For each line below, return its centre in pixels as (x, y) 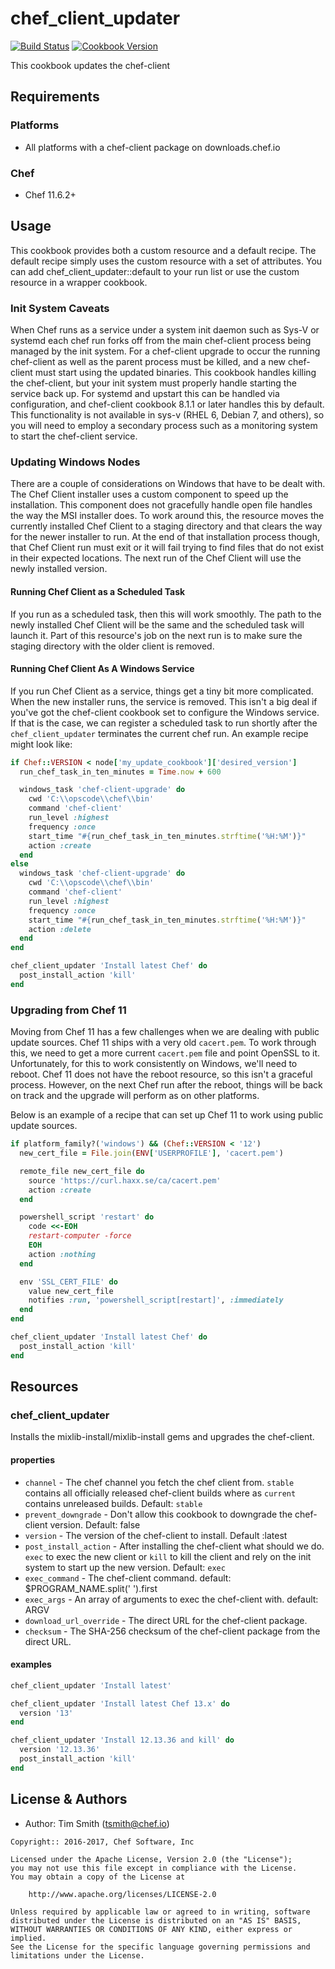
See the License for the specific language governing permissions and (160, 1947)
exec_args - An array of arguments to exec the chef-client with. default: (171, 1599)
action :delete (60, 929)
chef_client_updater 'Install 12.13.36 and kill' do (122, 1740)
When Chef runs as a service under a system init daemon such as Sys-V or (165, 330)
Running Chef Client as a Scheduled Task (98, 591)
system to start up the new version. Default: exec (125, 1567)
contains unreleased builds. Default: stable (113, 1503)
